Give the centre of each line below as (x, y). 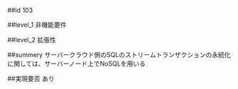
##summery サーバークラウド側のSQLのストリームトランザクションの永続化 (119, 55)
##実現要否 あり (31, 78)
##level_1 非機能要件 (37, 25)
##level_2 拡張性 (32, 40)
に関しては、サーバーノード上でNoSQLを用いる (76, 64)
